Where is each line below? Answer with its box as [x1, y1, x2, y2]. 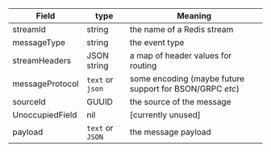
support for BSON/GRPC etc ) [129, 84, 240, 94]
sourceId [12, 97, 46, 107]
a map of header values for [129, 50, 232, 61]
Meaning [177, 10, 212, 21]
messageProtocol [12, 78, 79, 89]
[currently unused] [129, 109, 202, 120]
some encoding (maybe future [129, 73, 244, 84]
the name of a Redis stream [129, 24, 234, 35]
